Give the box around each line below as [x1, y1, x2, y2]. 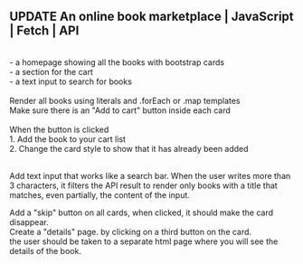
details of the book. [9, 245, 81, 256]
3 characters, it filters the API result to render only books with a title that [9, 180, 278, 191]
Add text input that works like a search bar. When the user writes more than [9, 170, 291, 181]
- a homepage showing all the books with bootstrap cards [9, 56, 224, 68]
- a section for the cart [9, 66, 93, 77]
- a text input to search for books [9, 76, 133, 87]
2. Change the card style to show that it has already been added [9, 143, 249, 154]
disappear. [9, 216, 49, 227]
